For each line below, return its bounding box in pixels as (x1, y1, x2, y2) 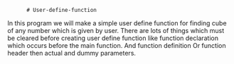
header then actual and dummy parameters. (7, 49, 137, 57)
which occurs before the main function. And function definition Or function (7, 41, 226, 49)
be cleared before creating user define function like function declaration (7, 34, 219, 42)
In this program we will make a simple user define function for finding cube (7, 19, 227, 27)
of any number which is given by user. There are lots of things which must (7, 27, 225, 34)
